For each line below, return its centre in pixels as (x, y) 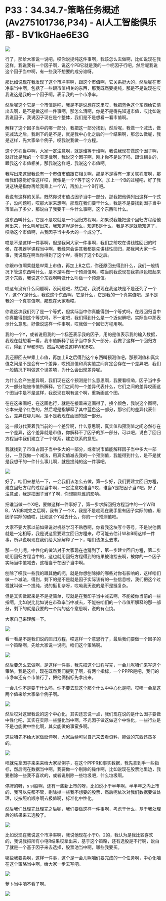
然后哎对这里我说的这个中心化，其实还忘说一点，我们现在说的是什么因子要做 (83, 714)
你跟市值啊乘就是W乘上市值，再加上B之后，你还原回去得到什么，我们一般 (80, 265)
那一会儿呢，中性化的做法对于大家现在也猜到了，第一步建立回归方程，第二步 (83, 550)
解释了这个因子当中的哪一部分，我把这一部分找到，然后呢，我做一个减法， (81, 128)
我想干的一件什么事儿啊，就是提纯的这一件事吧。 (59, 461)
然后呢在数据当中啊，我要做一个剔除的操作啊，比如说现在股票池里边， (85, 769)
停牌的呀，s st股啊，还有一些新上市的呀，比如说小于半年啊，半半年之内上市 (82, 786)
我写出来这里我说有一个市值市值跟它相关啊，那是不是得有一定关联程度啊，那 (83, 174)
